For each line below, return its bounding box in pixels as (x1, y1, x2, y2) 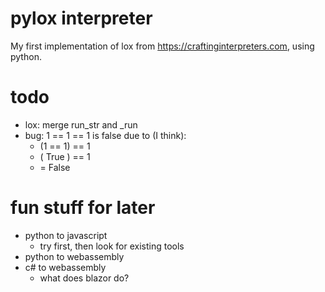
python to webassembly (24, 250, 125, 262)
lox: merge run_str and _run (24, 118, 138, 131)
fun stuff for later (10, 197, 156, 219)
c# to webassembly (24, 261, 107, 273)
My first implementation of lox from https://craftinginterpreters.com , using (10, 40, 315, 52)
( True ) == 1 (39, 150, 91, 162)
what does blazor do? (39, 272, 130, 284)
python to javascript (24, 229, 108, 241)
